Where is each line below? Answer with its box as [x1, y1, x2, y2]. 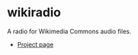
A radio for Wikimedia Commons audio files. [7, 27, 132, 35]
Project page [16, 40, 54, 48]
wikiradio [7, 5, 61, 20]
